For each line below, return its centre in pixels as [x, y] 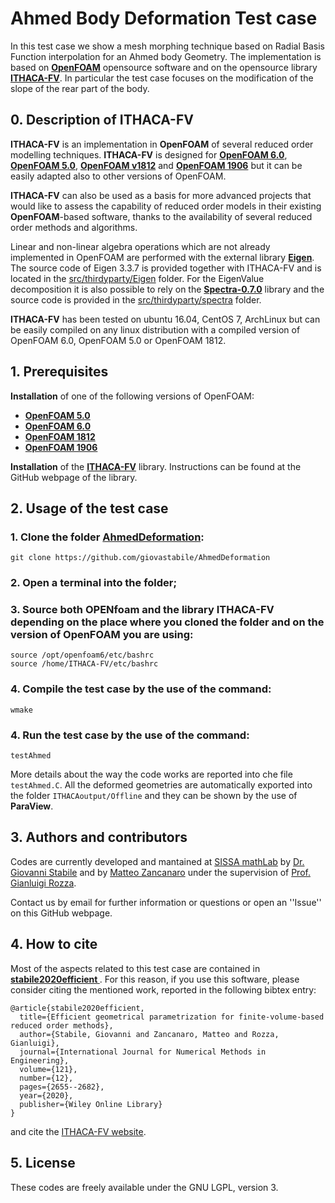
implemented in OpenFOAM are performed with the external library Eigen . [162, 257]
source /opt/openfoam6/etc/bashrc [82, 655]
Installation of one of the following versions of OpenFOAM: [132, 396]
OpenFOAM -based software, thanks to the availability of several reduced [161, 216]
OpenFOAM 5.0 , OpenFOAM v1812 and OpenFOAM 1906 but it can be [156, 165]
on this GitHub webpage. [61, 913]
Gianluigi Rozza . [43, 883]
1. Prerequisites [59, 372]
